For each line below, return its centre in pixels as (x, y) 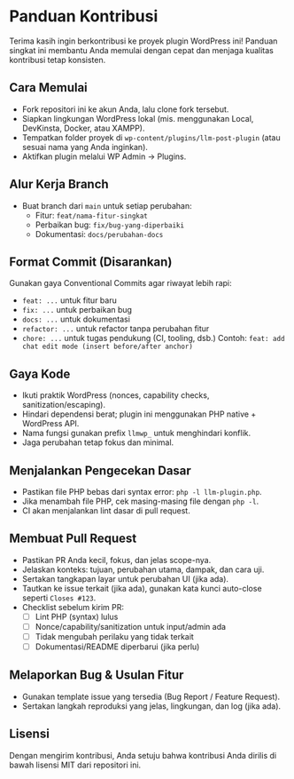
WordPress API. (50, 424)
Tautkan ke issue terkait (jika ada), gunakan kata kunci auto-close (142, 588)
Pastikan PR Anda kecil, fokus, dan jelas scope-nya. (116, 560)
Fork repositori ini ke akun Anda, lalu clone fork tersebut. (125, 109)
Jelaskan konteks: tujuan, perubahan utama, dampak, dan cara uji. (143, 569)
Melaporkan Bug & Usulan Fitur (97, 676)
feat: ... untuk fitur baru (69, 300)
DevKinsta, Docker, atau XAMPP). (83, 128)
